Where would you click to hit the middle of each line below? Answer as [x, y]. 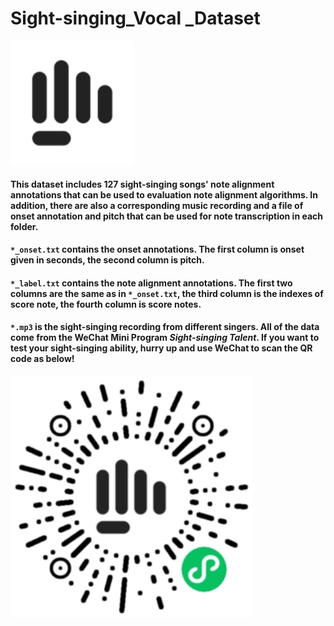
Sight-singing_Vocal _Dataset [135, 18]
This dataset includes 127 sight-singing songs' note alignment [142, 184]
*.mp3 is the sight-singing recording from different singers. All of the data [165, 327]
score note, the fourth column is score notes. [106, 304]
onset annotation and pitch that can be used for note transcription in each [166, 216]
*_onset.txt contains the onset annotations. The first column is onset [157, 249]
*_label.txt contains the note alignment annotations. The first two [151, 283]
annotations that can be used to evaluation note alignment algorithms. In [164, 194]
